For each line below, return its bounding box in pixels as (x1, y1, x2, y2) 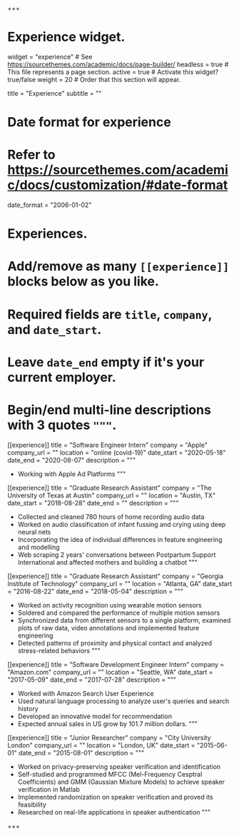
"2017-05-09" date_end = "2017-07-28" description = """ (7, 675, 176, 684)
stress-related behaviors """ (17, 646, 101, 655)
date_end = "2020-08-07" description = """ (7, 455, 136, 464)
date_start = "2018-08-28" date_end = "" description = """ (7, 498, 179, 507)
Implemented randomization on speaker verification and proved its (17, 792, 213, 801)
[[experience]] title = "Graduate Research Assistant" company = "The (7, 483, 212, 492)
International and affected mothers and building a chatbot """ (17, 558, 198, 566)
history (17, 704, 39, 712)
